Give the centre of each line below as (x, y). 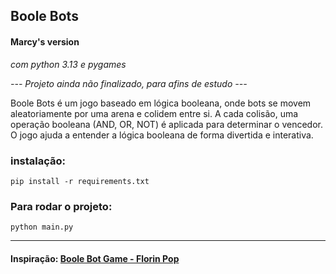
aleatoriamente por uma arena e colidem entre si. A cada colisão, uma (154, 113)
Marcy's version (45, 41)
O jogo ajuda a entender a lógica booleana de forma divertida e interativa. (162, 135)
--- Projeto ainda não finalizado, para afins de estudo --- (129, 83)
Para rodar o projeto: (61, 206)
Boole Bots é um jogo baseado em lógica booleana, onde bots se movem (161, 103)
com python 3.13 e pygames (68, 64)
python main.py (42, 227)
